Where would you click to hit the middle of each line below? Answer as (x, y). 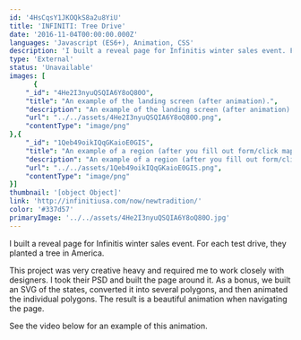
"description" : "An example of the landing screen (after (136, 109)
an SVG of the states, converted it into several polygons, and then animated (149, 289)
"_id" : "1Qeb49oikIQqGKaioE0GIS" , (90, 143)
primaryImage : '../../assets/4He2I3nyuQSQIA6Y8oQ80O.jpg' (120, 218)
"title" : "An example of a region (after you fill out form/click (152, 151)
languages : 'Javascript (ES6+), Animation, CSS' (102, 43)
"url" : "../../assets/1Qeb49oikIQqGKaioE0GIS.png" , (124, 168)
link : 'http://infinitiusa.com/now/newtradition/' (106, 201)
